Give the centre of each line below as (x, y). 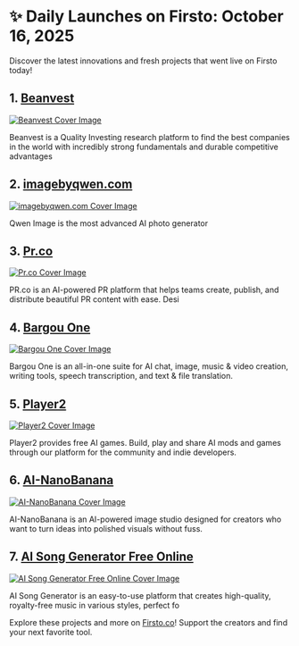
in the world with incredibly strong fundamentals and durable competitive (144, 147)
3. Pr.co (31, 251)
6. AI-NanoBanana (62, 480)
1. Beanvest (42, 99)
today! (21, 70)
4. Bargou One (50, 327)
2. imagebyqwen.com (71, 185)
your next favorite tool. (51, 632)
